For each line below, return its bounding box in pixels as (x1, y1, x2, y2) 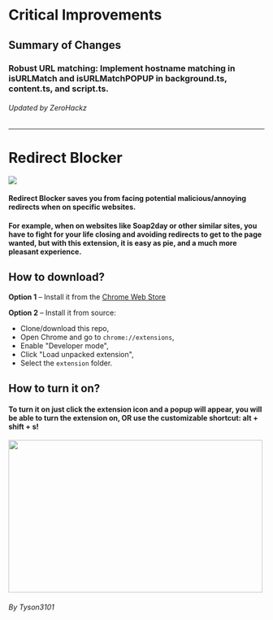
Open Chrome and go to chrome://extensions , (19, 332, 175, 342)
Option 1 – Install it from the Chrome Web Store (8, 291, 167, 302)
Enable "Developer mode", (19, 340, 109, 351)
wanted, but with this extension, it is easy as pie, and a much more (8, 238, 237, 247)
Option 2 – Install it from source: (8, 308, 116, 317)
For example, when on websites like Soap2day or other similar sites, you (8, 220, 258, 230)
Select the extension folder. (19, 358, 113, 368)
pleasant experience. (8, 247, 82, 256)
